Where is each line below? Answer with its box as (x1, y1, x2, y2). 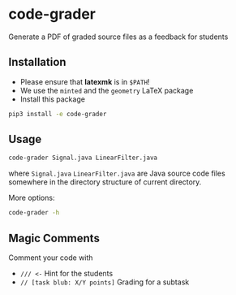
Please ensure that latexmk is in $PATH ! (19, 76, 150, 86)
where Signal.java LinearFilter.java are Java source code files (8, 168, 225, 179)
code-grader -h (8, 209, 60, 217)
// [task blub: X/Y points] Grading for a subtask (19, 277, 190, 287)
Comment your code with (8, 253, 93, 262)
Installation (8, 55, 67, 69)
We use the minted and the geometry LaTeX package (19, 85, 194, 95)
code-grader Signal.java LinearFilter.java (8, 154, 158, 163)
